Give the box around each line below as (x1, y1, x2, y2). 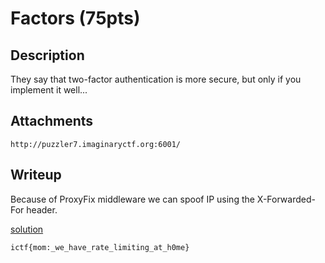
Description (10, 47, 85, 64)
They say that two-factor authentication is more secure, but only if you (10, 73, 302, 85)
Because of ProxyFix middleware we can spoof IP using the (10, 193, 255, 205)
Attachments (10, 113, 94, 130)
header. (26, 203, 58, 216)
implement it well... (10, 84, 88, 96)
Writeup (10, 167, 62, 184)
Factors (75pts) (10, 7, 141, 30)
